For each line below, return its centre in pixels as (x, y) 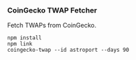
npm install (24, 38)
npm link (20, 44)
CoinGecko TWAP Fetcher (52, 10)
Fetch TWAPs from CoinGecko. (52, 26)
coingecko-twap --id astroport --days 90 (68, 50)
